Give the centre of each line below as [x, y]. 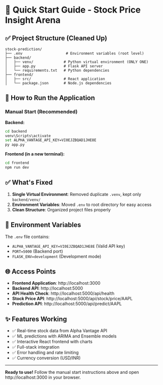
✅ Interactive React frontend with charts [52, 342]
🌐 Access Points [31, 271]
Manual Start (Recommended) [41, 112]
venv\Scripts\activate [28, 136]
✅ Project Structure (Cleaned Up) [56, 38]
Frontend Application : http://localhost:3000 [56, 283]
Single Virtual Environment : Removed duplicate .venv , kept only [77, 194]
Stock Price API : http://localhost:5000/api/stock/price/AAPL [72, 299]
